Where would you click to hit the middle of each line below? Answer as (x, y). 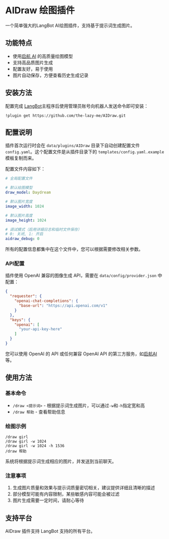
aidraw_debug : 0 (22, 239)
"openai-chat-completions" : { (46, 301)
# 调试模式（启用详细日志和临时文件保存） (44, 229)
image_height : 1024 (26, 220)
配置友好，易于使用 (33, 69)
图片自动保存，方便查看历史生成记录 (50, 75)
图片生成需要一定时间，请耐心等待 (48, 500)
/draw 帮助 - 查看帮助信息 (39, 412)
